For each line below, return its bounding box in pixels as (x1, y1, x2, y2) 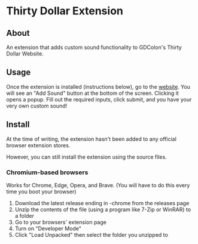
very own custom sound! (6, 102, 68, 109)
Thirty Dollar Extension (6, 4, 124, 18)
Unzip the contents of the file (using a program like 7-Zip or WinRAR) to (14, 206, 191, 213)
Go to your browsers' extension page (14, 218, 106, 226)
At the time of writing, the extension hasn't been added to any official (6, 135, 176, 143)
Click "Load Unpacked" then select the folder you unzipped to (14, 231, 169, 238)
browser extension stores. (6, 141, 71, 149)
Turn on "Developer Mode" (14, 225, 82, 232)
